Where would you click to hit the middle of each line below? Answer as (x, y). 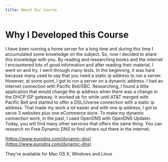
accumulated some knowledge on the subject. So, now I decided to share (81, 54)
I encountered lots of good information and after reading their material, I (79, 65)
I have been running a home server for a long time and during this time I (79, 49)
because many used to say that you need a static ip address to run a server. (83, 75)
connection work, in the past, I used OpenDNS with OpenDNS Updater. (78, 118)
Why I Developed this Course (67, 34)
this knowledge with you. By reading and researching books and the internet (84, 59)
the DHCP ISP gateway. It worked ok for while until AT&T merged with (77, 97)
